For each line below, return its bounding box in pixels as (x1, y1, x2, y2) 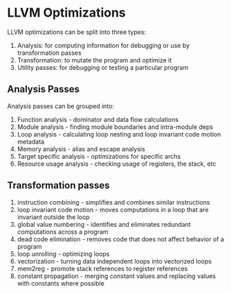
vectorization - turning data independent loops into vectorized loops (17, 257, 212, 265)
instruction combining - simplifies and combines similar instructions (17, 198, 210, 206)
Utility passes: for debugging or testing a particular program (17, 63, 189, 71)
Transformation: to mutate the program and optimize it (17, 55, 172, 64)
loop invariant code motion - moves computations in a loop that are (17, 205, 209, 214)
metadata (17, 137, 45, 146)
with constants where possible (17, 279, 105, 287)
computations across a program (17, 227, 109, 236)
